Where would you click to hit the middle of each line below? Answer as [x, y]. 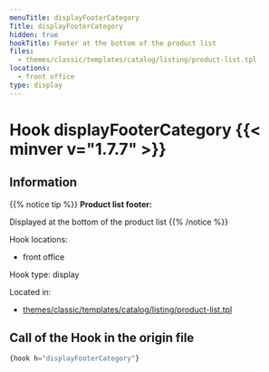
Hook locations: [38, 239]
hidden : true [34, 34]
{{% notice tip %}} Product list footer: [81, 204]
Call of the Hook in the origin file [102, 338]
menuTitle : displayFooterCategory [75, 18]
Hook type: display [44, 274]
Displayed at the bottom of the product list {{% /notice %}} [119, 222]
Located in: [30, 291]
